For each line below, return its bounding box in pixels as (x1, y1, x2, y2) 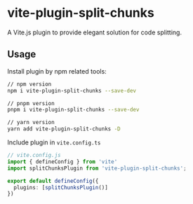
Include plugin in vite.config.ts (7, 138, 101, 147)
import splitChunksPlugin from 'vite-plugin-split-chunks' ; (7, 165, 187, 172)
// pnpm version (7, 100, 55, 107)
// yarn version (7, 119, 55, 126)
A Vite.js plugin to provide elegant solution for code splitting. (7, 28, 182, 36)
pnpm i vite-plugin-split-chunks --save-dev (7, 107, 140, 114)
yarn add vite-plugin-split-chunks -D (7, 125, 121, 132)
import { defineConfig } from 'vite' (7, 158, 118, 165)
